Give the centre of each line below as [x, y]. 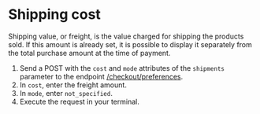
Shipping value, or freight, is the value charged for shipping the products [126, 36]
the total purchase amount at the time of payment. [89, 53]
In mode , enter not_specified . [66, 93]
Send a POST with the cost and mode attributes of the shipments [122, 68]
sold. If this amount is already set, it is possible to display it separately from [130, 44]
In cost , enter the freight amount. [73, 85]
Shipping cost [54, 15]
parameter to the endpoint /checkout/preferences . [101, 76]
